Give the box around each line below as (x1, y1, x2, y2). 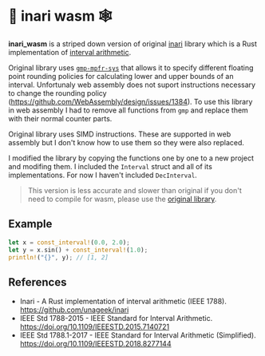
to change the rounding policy (8, 88, 107, 97)
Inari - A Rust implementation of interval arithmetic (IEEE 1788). (19, 297, 227, 307)
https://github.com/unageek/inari (19, 305, 129, 314)
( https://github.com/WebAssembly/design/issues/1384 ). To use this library (8, 97, 253, 106)
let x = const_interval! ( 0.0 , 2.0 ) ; (8, 238, 130, 247)
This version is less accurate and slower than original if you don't (27, 185, 242, 195)
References (8, 275, 67, 289)
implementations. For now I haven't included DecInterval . (8, 170, 197, 180)
